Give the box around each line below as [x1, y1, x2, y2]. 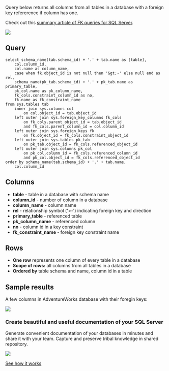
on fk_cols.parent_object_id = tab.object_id [23, 119, 122, 125]
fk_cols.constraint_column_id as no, [14, 92, 95, 98]
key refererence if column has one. [5, 10, 79, 16]
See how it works [5, 360, 42, 366]
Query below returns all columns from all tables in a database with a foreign [5, 5, 164, 10]
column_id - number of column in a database [12, 197, 108, 203]
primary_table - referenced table [12, 213, 82, 219]
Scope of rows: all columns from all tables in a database [12, 263, 131, 269]
